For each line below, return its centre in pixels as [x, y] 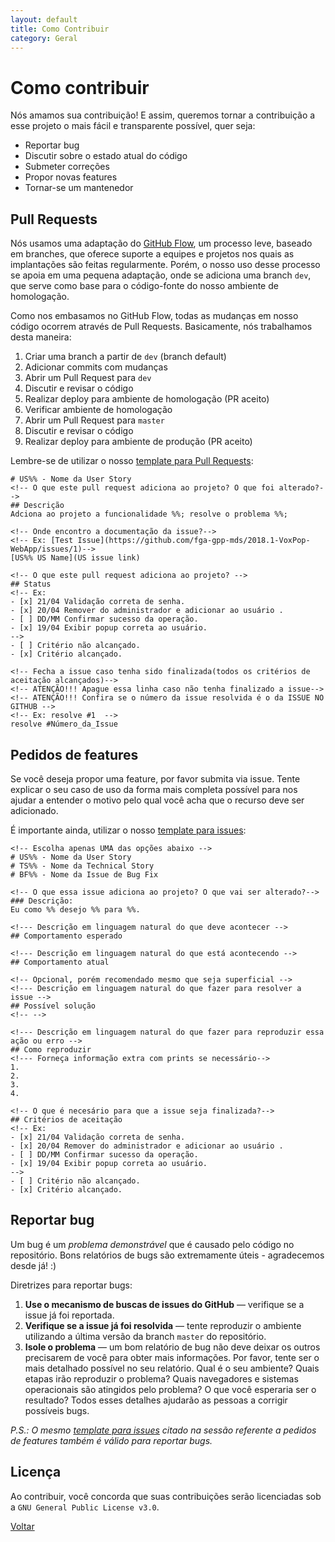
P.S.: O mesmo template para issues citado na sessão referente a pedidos [163, 1430]
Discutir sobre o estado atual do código [106, 156]
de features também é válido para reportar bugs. [111, 1440]
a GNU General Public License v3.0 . [85, 1507]
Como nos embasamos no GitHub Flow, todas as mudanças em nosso [154, 316]
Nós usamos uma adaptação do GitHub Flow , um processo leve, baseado [161, 243]
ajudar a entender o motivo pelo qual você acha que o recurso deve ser [157, 800]
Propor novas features [71, 177]
